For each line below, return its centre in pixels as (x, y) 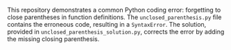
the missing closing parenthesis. (53, 39)
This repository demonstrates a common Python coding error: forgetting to (114, 10)
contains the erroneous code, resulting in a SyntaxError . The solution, (107, 24)
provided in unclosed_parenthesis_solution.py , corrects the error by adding (116, 32)
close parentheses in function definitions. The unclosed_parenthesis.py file (114, 17)
